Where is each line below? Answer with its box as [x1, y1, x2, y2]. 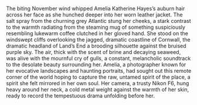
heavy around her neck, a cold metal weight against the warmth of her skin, [6, 86, 189, 93]
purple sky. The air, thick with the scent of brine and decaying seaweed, [6, 49, 181, 55]
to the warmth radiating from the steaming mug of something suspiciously [6, 23, 186, 31]
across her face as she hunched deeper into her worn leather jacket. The [6, 11, 183, 18]
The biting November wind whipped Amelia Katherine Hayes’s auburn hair [6, 5, 185, 12]
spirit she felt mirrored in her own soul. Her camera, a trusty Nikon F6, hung [6, 80, 189, 87]
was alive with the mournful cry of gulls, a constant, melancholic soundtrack [6, 55, 191, 62]
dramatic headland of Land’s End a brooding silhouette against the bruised [6, 42, 186, 49]
